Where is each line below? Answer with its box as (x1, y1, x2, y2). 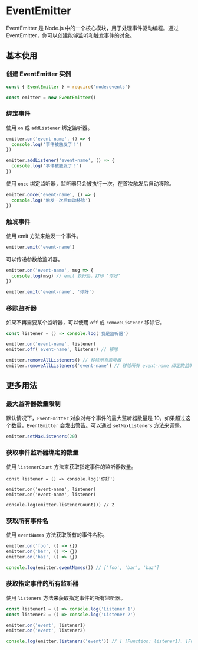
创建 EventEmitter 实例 (6, 70, 71, 78)
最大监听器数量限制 (6, 400, 61, 408)
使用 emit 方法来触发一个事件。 (6, 232, 82, 239)
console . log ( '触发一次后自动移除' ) (11, 197, 91, 203)
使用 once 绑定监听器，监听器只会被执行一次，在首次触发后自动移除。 (6, 180, 175, 187)
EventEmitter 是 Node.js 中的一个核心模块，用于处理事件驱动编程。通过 (6, 24, 179, 31)
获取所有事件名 (6, 516, 49, 525)
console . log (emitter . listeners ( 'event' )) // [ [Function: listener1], (6, 638, 183, 645)
